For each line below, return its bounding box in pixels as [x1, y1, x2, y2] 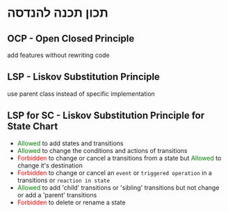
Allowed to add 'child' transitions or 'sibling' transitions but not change [17, 183, 220, 192]
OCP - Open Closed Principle [7, 33, 135, 44]
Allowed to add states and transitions [17, 139, 124, 147]
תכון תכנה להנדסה [7, 5, 109, 21]
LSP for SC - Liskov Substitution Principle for [7, 110, 205, 122]
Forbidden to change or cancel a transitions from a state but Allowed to [17, 154, 222, 162]
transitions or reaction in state [17, 176, 110, 184]
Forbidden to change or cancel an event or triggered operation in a [17, 168, 212, 177]
